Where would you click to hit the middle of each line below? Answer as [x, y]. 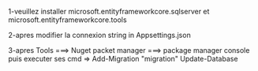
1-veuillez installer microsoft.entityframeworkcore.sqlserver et [109, 11]
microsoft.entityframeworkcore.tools [68, 20]
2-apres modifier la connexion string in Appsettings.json [99, 35]
